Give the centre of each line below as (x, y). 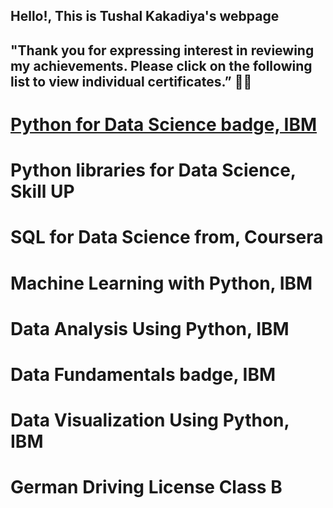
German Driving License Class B (146, 487)
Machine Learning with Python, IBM (161, 283)
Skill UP (42, 191)
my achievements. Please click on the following (161, 65)
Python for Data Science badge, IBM (164, 124)
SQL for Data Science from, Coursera (167, 237)
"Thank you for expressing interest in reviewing (162, 50)
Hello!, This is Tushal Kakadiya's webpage (145, 16)
